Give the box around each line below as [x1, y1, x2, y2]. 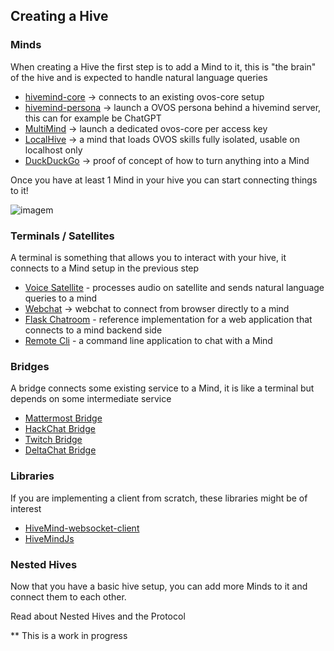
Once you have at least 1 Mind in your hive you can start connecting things [10, 174, 318, 186]
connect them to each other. [10, 590, 127, 603]
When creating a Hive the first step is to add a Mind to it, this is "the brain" [10, 60, 317, 73]
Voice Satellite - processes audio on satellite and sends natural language [24, 281, 325, 293]
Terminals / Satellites [10, 229, 115, 243]
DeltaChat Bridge [24, 444, 97, 456]
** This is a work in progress [10, 629, 128, 641]
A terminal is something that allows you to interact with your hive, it [10, 251, 287, 263]
